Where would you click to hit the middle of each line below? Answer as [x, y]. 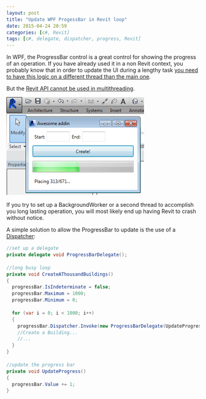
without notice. [25, 218]
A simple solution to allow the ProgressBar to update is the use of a [91, 230]
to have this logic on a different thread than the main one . [79, 77]
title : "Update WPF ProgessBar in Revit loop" [67, 19]
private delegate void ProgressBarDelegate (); [67, 255]
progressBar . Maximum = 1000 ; [49, 294]
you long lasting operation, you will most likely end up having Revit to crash [101, 211]
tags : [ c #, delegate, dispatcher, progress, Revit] [74, 39]
